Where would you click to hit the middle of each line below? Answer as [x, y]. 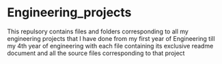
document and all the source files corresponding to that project [96, 53]
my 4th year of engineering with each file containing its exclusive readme [110, 46]
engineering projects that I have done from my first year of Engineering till [111, 38]
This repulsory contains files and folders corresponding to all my [98, 31]
